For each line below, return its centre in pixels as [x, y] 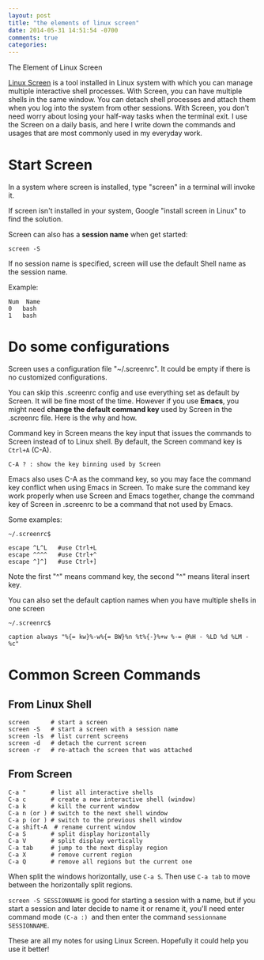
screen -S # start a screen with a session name [93, 729]
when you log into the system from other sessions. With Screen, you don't [129, 108]
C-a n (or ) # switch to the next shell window [88, 813]
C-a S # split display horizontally [79, 834]
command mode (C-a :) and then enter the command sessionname [117, 917]
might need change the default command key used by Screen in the [120, 409]
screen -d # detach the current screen [77, 743]
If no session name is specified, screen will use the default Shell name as [127, 264]
